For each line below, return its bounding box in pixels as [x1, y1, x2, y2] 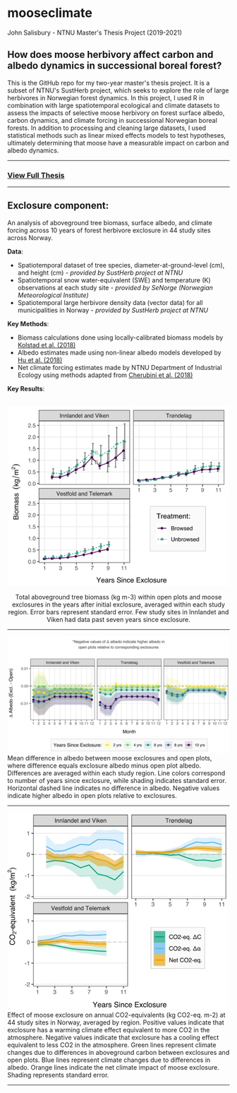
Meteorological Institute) [17, 291, 90, 299]
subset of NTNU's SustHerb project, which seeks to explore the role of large [7, 86, 229, 95]
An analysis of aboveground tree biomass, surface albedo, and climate [7, 218, 213, 227]
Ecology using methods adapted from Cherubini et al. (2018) [17, 371, 193, 379]
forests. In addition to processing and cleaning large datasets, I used [7, 124, 207, 132]
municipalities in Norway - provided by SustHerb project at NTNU [17, 306, 209, 314]
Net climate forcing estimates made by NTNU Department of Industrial [17, 363, 222, 371]
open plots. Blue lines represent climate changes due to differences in [7, 1056, 211, 1064]
